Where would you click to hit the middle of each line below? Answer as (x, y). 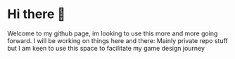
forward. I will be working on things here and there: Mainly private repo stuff (118, 40)
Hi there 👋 (36, 14)
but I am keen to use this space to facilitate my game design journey (106, 48)
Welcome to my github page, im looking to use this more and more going (113, 33)
